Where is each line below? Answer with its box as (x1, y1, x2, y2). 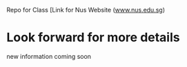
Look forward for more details (6, 30, 180, 45)
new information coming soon (6, 52, 91, 60)
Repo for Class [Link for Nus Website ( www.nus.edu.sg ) (6, 6, 166, 14)
